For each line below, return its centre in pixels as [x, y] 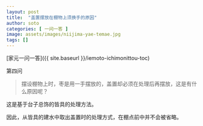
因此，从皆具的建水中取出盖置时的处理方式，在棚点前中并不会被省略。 [94, 117]
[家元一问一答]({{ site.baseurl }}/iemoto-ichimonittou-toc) [78, 58]
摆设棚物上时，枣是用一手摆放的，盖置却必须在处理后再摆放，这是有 [106, 84]
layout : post [23, 12]
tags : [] [17, 40]
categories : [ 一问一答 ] [37, 29]
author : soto [23, 23]
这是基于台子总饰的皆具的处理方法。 [52, 104]
